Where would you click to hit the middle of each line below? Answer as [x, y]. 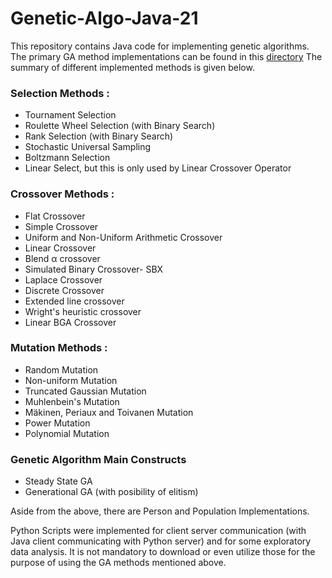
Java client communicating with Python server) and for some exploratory [161, 541]
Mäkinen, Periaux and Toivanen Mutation [109, 412]
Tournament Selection [70, 115]
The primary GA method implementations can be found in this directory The [166, 56]
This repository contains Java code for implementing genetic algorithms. [160, 46]
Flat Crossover [55, 216]
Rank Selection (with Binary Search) [99, 136]
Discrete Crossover [64, 290]
